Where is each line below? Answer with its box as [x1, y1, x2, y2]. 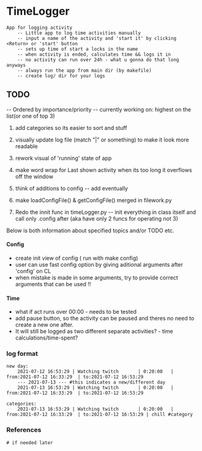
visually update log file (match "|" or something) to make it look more [15, 136, 189, 143]
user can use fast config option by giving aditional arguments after [15, 260, 184, 268]
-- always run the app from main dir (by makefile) [17, 67, 152, 74]
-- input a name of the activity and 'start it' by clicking [17, 35, 176, 41]
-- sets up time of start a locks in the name [17, 46, 138, 52]
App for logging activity [6, 25, 72, 31]
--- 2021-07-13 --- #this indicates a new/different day [17, 379, 166, 385]
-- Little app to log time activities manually [17, 29, 141, 36]
